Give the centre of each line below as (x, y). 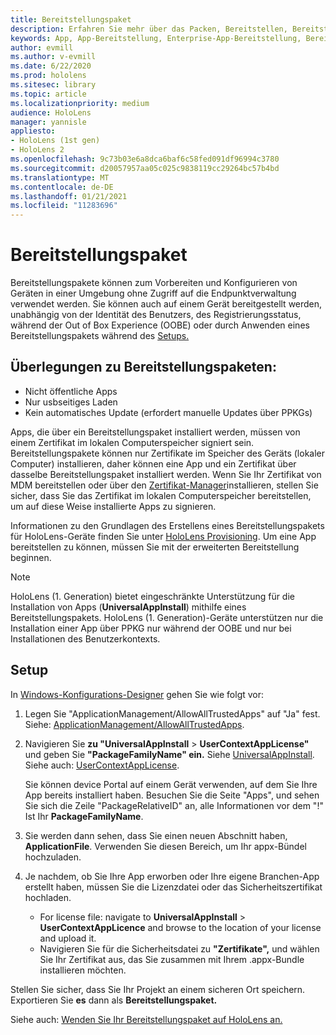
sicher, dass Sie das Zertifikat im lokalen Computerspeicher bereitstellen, (161, 495)
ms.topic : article (48, 94)
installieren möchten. (83, 970)
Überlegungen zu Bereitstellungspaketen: (143, 367)
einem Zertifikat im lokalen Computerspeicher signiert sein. (132, 442)
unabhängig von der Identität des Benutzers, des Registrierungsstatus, (156, 315)
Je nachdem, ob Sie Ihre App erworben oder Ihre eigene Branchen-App (172, 876)
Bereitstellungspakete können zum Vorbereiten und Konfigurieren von (154, 283)
